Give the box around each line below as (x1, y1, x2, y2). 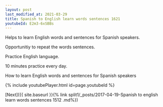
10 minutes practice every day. (5, 63, 68, 69)
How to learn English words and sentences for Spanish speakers (5, 72, 137, 79)
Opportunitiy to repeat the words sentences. (5, 44, 95, 50)
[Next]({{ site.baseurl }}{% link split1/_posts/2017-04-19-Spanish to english (5, 92, 158, 98)
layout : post (5, 7, 32, 12)
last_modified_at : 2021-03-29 (5, 12, 68, 17)
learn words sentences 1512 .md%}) (5, 97, 78, 103)
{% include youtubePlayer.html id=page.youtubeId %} (5, 82, 115, 88)
